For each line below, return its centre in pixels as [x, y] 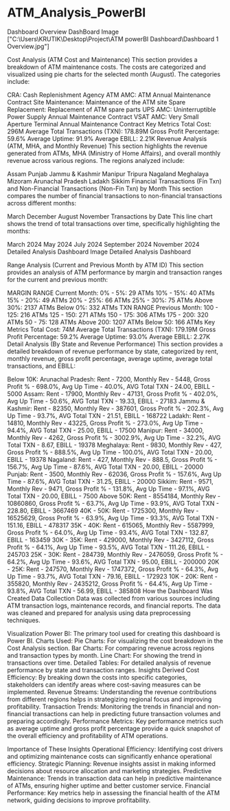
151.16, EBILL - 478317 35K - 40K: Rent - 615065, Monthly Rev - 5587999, [111, 525]
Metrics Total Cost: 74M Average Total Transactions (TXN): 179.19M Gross [112, 329]
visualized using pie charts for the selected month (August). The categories [114, 74]
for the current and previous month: [58, 279]
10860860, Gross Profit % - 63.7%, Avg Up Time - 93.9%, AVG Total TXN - [113, 503]
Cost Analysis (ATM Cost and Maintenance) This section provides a [102, 59]
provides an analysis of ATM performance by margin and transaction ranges [115, 272]
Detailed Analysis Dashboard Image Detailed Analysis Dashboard [99, 252]
